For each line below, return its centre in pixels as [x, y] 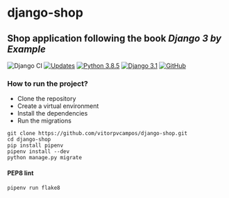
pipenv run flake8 [34, 188]
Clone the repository [46, 99]
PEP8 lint [20, 173]
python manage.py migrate [44, 158]
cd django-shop [29, 140]
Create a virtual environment [58, 106]
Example [27, 49]
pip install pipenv [35, 146]
